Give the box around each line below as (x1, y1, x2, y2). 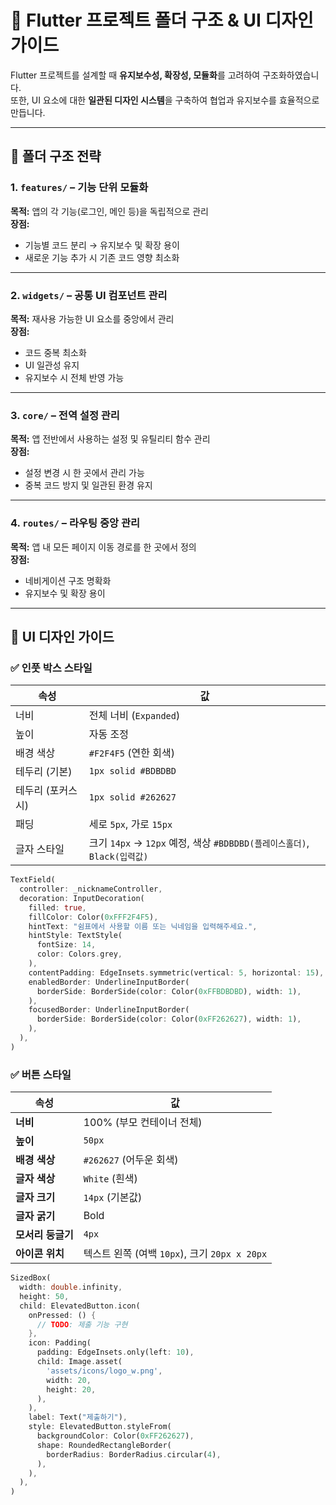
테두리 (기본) (15, 765, 73, 779)
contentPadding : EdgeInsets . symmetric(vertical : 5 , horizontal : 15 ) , (28, 967, 325, 978)
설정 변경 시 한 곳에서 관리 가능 (24, 467, 145, 479)
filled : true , (28, 902, 87, 913)
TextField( (10, 875, 56, 885)
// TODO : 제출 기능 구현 (36, 1319, 128, 1330)
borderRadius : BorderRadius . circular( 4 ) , (46, 1449, 222, 1460)
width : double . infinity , (19, 1282, 123, 1292)
